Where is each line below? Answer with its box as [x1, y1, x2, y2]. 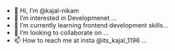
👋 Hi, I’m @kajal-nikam [13, 7, 79, 14]
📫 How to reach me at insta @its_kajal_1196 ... [13, 37, 147, 44]
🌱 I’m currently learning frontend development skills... [13, 21, 169, 29]
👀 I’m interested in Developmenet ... [13, 14, 117, 22]
